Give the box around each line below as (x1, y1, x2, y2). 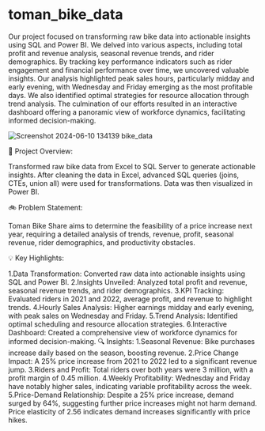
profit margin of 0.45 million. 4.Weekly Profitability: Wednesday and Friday (8, 373, 251, 383)
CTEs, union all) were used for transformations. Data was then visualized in (8, 178, 253, 187)
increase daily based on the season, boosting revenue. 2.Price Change (8, 348, 239, 357)
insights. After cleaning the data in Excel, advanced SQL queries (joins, (8, 170, 240, 180)
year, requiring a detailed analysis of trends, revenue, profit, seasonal (8, 229, 234, 239)
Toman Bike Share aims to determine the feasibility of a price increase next (8, 221, 253, 230)
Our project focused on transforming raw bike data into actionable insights (8, 32, 251, 41)
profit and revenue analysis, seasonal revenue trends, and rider (8, 48, 215, 58)
